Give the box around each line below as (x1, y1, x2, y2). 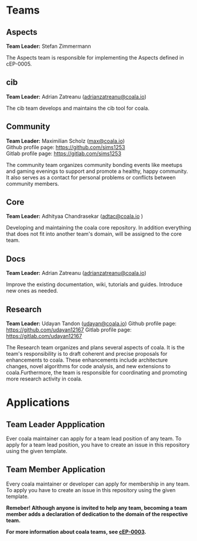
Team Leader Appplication (6, 419, 105, 429)
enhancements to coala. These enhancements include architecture (6, 356, 168, 363)
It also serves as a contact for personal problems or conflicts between (6, 173, 176, 181)
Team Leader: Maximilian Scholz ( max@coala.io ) (6, 137, 125, 145)
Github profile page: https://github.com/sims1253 (6, 143, 125, 150)
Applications (6, 396, 70, 409)
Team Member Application (6, 464, 106, 475)
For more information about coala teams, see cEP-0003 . (6, 528, 146, 535)
